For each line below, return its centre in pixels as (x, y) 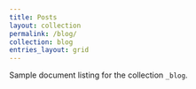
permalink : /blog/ (43, 33)
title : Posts (33, 17)
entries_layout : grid (49, 50)
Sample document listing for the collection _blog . (98, 75)
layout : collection (45, 26)
